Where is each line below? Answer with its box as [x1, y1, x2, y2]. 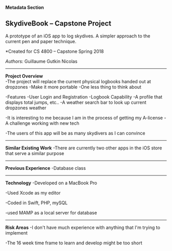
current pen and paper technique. [5, 38, 77, 44]
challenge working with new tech [9, 120, 79, 126]
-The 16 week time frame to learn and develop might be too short [5, 240, 142, 246]
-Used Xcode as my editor [5, 189, 61, 196]
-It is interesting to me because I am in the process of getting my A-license [5, 114, 163, 121]
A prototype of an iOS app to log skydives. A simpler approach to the [5, 33, 150, 39]
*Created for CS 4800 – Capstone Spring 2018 [5, 48, 104, 54]
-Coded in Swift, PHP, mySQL [5, 200, 68, 206]
